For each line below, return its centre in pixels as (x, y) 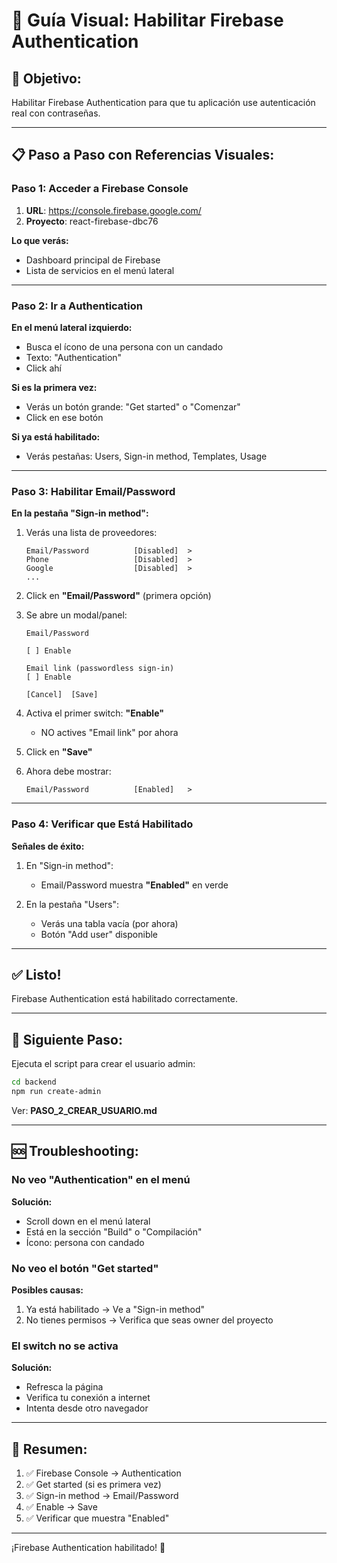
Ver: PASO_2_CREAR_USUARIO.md (84, 1110)
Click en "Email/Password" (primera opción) (118, 596)
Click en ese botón (64, 417)
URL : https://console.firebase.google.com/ (113, 210)
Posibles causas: (47, 1290)
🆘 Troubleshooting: (75, 1151)
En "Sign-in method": (69, 865)
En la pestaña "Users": (72, 904)
